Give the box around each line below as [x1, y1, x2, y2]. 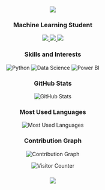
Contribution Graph [23, 136, 82, 145]
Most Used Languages [19, 108, 86, 116]
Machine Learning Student [13, 21, 93, 30]
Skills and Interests [24, 50, 82, 59]
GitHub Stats [34, 79, 72, 87]
